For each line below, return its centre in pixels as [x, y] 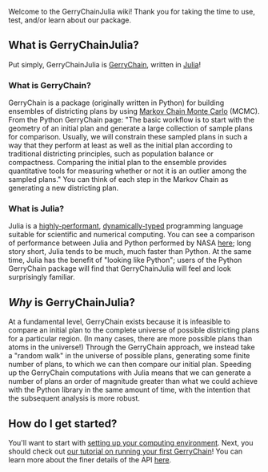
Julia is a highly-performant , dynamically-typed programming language [126, 226]
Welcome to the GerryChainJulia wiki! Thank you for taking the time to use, [132, 12]
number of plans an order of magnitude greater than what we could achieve [133, 381]
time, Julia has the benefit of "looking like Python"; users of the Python [125, 260]
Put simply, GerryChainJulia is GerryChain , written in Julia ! [105, 64]
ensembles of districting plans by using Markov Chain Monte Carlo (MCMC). [134, 111]
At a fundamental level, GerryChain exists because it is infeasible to [119, 322]
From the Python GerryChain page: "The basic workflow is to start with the [131, 120]
